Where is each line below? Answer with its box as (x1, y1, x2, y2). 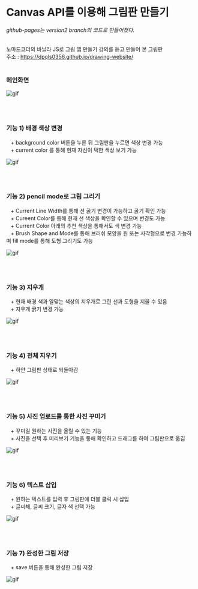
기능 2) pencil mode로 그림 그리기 (6, 193, 101, 201)
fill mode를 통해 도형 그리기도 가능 (12, 237, 93, 244)
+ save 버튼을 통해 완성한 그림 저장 (10, 564, 93, 571)
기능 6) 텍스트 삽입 (6, 480, 57, 489)
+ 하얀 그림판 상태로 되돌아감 (10, 366, 79, 374)
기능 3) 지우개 (6, 283, 44, 292)
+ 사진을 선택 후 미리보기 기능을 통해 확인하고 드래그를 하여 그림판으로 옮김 (10, 434, 185, 441)
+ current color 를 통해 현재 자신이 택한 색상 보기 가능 (10, 146, 137, 154)
